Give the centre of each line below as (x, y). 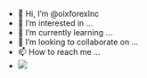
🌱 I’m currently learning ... (65, 32)
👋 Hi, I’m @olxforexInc (58, 14)
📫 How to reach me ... (59, 52)
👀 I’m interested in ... (55, 23)
